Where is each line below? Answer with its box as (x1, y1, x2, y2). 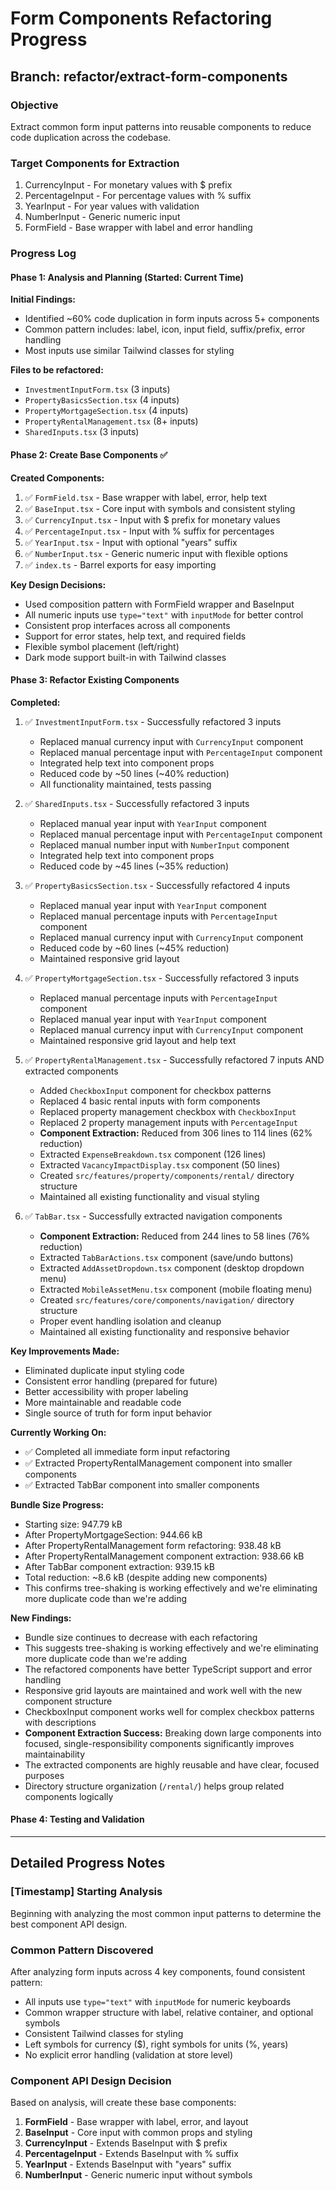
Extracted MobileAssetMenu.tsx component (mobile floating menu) (39, 1283, 313, 1295)
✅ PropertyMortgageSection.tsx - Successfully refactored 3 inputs (24, 972, 300, 984)
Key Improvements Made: (10, 1345, 120, 1357)
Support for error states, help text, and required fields (24, 630, 247, 642)
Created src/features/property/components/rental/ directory (39, 1169, 295, 1181)
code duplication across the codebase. (10, 131, 172, 143)
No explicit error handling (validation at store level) (24, 2048, 234, 2061)
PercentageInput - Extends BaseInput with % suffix (24, 2148, 239, 2160)
